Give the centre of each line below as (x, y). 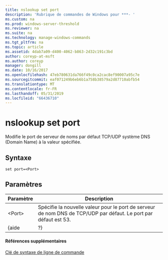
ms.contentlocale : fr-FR (31, 89)
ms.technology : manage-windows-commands (48, 38)
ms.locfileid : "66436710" (32, 98)
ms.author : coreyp (24, 61)
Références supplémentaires (36, 241)
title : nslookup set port (32, 10)
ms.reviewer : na (22, 28)
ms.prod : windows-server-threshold (42, 24)
